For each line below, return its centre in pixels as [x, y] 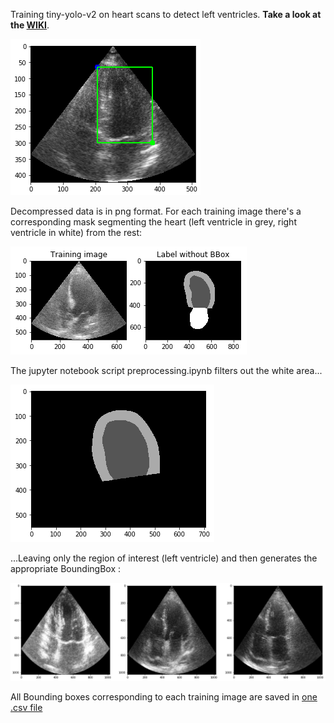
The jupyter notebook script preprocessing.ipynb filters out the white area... [166, 370]
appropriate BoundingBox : [65, 568]
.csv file [26, 707]
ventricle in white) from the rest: [76, 232]
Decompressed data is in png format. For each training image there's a [156, 211]
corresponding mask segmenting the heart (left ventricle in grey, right [153, 222]
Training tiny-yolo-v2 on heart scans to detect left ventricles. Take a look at [166, 14]
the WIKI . [30, 25]
